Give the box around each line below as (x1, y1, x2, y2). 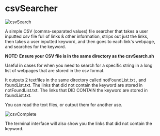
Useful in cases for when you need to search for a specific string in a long (5, 62, 153, 68)
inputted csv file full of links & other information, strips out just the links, (5, 33, 149, 39)
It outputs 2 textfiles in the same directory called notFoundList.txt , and (5, 77, 146, 83)
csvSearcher (5, 3, 58, 14)
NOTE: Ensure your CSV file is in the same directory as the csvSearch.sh (5, 53, 154, 59)
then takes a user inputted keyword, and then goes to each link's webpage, (5, 38, 155, 44)
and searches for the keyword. (5, 44, 66, 49)
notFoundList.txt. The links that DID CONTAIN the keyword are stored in (5, 87, 148, 93)
